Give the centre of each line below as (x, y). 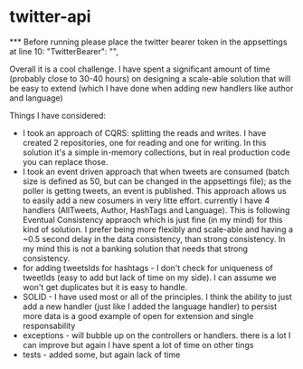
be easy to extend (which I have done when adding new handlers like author (151, 88)
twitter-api (50, 17)
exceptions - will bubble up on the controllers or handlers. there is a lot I (156, 335)
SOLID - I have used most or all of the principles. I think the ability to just (157, 296)
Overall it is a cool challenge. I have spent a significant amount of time (140, 69)
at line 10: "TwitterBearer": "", (64, 51)
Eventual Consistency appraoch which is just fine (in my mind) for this (152, 219)
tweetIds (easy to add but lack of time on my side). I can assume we (149, 277)
